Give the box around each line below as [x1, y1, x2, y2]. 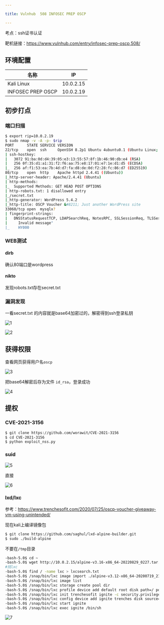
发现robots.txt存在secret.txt [5, 284, 61, 290]
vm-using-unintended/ [5, 512, 51, 517]
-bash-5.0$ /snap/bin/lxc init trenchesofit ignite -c [5, 592, 119, 597]
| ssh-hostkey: [5, 152, 36, 157]
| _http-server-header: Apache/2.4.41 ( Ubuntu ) [5, 175, 102, 180]
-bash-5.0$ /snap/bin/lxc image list [5, 578, 82, 583]
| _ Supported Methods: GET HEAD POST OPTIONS [5, 184, 102, 189]
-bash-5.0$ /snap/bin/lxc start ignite [5, 601, 86, 606]
